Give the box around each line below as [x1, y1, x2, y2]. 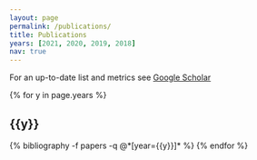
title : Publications [9, 30, 88, 39]
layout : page [9, 13, 59, 23]
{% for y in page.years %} [9, 90, 107, 101]
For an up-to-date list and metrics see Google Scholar [9, 72, 212, 83]
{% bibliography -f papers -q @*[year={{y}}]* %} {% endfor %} [9, 140, 249, 151]
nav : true [9, 47, 47, 56]
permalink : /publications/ [9, 22, 112, 31]
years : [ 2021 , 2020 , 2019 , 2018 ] [9, 38, 136, 48]
